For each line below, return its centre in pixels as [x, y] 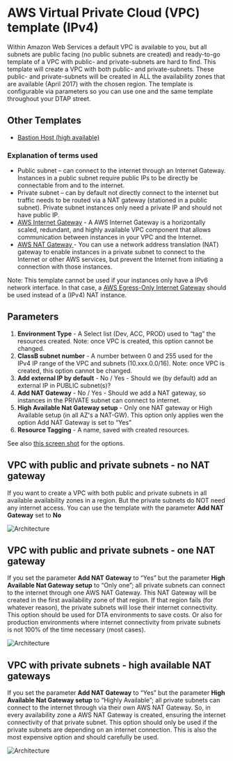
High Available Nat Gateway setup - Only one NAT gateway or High [115, 407]
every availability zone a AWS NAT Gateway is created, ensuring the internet [116, 715]
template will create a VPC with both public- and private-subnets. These [111, 69]
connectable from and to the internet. [71, 185]
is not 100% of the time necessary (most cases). [77, 630]
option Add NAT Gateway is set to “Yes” [74, 422]
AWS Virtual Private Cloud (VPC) [104, 13]
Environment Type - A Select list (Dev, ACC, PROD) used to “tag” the [116, 334]
